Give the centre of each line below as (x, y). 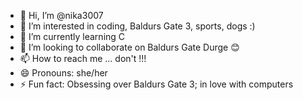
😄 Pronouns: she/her (63, 73)
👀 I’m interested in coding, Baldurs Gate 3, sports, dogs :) (137, 26)
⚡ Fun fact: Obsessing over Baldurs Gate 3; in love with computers (156, 84)
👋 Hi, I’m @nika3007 (61, 15)
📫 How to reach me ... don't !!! (83, 58)
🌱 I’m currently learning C (72, 36)
